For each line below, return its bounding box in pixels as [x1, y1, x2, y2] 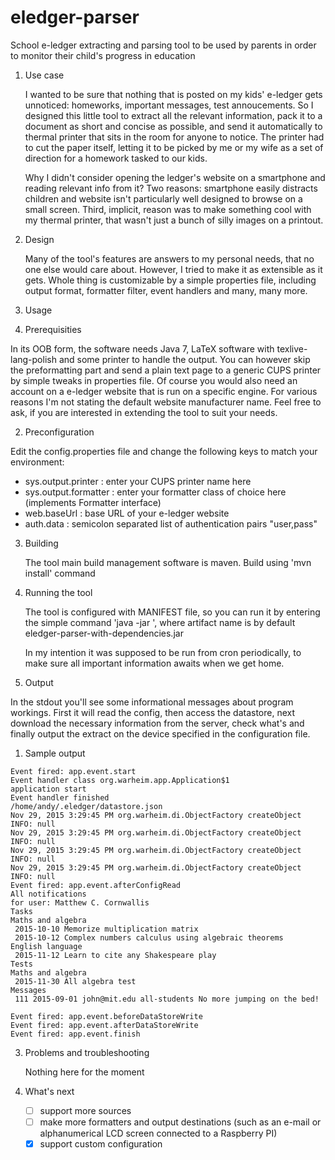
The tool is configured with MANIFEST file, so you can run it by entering [24, 606, 321, 618]
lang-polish [10, 353, 57, 365]
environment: [10, 456, 65, 468]
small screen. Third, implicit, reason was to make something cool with [24, 203, 312, 215]
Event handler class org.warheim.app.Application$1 [10, 775, 230, 785]
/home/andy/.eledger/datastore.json [10, 801, 163, 811]
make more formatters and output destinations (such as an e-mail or [39, 1116, 322, 1128]
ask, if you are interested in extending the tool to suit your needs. [10, 406, 278, 418]
